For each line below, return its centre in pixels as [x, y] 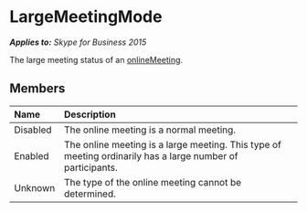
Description [90, 114]
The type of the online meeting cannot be [153, 182]
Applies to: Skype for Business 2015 [78, 42]
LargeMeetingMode [86, 17]
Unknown [35, 187]
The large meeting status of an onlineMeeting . [96, 59]
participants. [90, 167]
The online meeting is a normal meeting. [149, 130]
